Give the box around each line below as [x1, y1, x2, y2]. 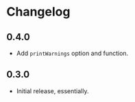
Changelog [6, 4, 71, 20]
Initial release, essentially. [16, 86, 89, 95]
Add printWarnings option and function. [16, 49, 129, 57]
